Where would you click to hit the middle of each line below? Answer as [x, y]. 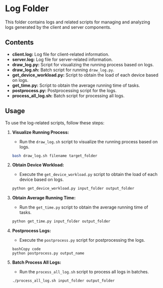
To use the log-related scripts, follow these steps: [55, 123]
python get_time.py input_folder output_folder [61, 221]
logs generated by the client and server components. [58, 27]
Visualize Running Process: [40, 132]
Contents [19, 43]
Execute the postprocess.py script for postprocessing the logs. [82, 240]
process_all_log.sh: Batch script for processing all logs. [68, 96]
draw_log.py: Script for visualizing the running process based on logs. [83, 64]
